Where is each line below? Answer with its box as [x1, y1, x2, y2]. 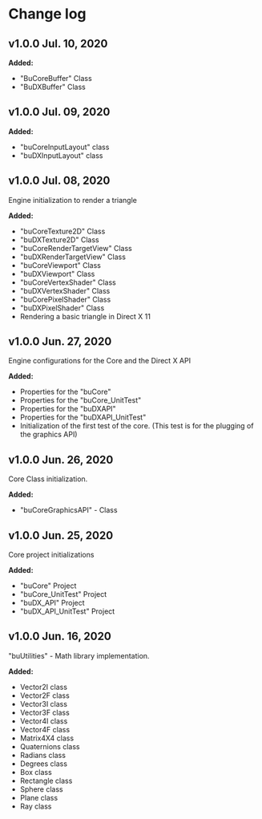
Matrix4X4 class [19, 733, 75, 743]
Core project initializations [8, 550, 95, 560]
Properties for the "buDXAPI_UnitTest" [19, 412, 147, 422]
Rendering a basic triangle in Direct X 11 [19, 311, 151, 321]
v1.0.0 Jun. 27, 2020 [8, 334, 112, 349]
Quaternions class [19, 741, 80, 751]
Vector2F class [19, 691, 70, 700]
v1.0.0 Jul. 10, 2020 [8, 37, 108, 51]
